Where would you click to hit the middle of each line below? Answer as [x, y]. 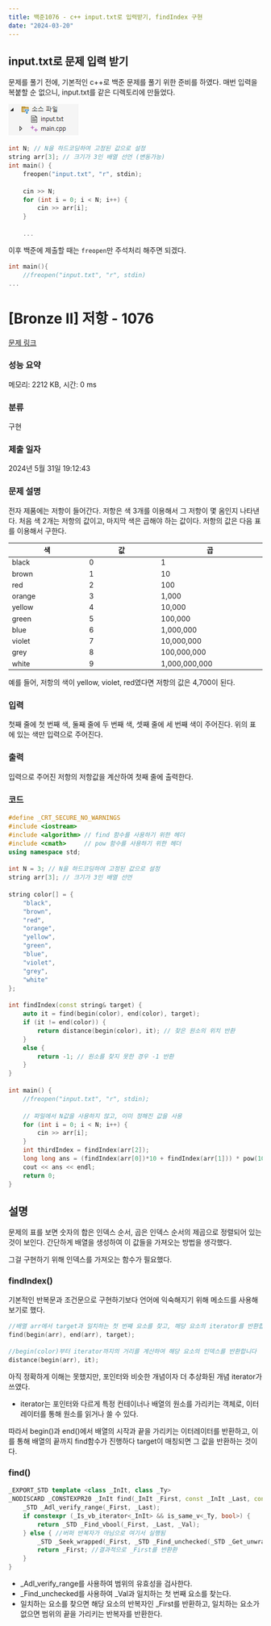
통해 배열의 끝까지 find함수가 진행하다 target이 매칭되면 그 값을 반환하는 [130, 1441]
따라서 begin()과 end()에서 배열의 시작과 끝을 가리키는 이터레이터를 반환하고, [129, 1431]
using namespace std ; [45, 852]
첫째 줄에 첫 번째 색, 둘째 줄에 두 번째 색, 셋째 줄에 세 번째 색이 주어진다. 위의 [128, 725]
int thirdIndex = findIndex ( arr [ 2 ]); [86, 1150]
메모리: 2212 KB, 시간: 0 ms [52, 384]
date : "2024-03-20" [41, 25]
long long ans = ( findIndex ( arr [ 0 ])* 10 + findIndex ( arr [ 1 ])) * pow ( [140, 1159]
